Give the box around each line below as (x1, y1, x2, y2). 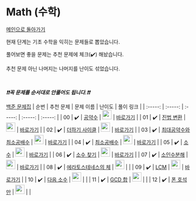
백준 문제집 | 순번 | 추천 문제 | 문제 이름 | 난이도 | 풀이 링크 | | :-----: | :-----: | (6, 103, 184, 110)
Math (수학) (6, 5, 61, 19)
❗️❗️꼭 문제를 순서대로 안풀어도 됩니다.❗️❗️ (6, 88, 91, 96)
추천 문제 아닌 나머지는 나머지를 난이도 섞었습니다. (6, 65, 121, 72)
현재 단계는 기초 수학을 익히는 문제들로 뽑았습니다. (6, 38, 121, 45)
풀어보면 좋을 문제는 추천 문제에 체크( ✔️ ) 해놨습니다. (6, 50, 124, 57)
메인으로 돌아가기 (6, 26, 46, 33)
